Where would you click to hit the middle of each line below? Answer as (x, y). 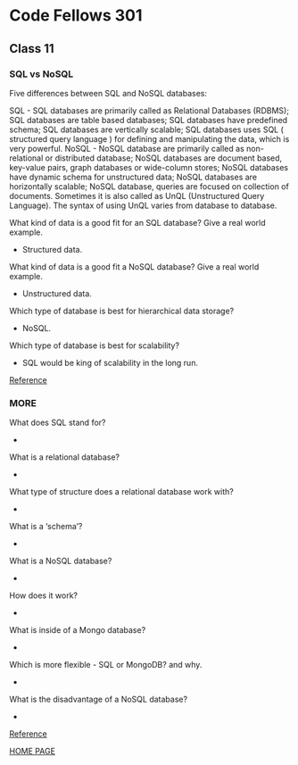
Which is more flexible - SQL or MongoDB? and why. (106, 665)
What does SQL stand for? (58, 423)
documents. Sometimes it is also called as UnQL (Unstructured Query (137, 195)
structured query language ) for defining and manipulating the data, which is (149, 138)
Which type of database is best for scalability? (95, 345)
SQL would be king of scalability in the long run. (110, 362)
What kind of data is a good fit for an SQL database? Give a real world (137, 222)
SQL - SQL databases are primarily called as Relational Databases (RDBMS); (149, 110)
